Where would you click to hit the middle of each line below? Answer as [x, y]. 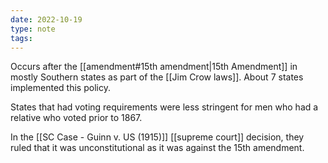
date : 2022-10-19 [46, 19]
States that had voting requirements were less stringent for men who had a [164, 107]
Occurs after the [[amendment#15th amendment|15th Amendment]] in [154, 67]
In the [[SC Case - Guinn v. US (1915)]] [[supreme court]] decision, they [157, 137]
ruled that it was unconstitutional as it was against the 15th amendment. [157, 148]
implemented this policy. [60, 88]
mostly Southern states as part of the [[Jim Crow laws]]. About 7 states [157, 77]
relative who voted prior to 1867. [76, 118]
